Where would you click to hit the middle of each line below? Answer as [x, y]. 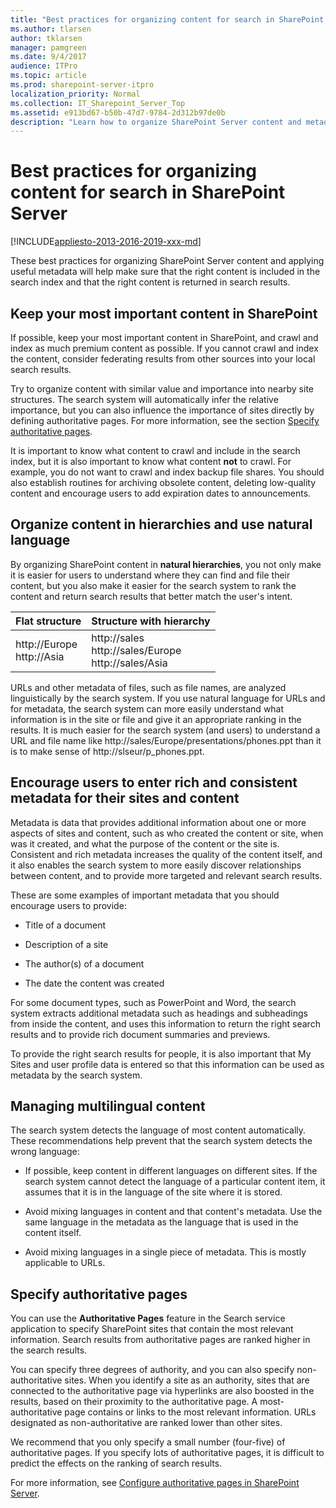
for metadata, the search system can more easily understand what [147, 708]
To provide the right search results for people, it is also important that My [161, 1053]
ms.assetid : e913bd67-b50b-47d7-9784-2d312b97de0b [118, 112]
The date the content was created [94, 983]
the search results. [49, 1350]
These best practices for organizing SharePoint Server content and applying [167, 261]
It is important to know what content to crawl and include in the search [155, 450]
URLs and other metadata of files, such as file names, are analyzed [148, 687]
